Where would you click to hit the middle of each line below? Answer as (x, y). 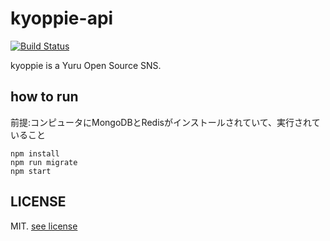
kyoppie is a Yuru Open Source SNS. (86, 65)
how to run (44, 97)
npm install (35, 153)
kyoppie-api (62, 18)
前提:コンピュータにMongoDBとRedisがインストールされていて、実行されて (165, 122)
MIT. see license (44, 226)
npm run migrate (44, 162)
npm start (31, 171)
